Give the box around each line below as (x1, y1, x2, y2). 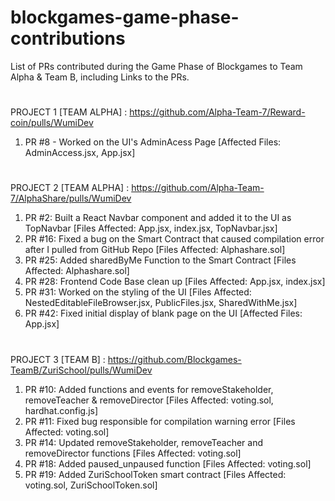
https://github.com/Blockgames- (107, 353, 242, 365)
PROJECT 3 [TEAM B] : (10, 353, 106, 365)
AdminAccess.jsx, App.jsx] (24, 147, 136, 159)
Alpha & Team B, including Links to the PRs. (10, 71, 190, 83)
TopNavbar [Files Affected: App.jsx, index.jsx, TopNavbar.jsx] (24, 222, 278, 235)
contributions (10, 27, 126, 50)
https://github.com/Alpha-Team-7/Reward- (129, 106, 306, 118)
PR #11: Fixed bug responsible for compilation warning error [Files (24, 415, 296, 427)
